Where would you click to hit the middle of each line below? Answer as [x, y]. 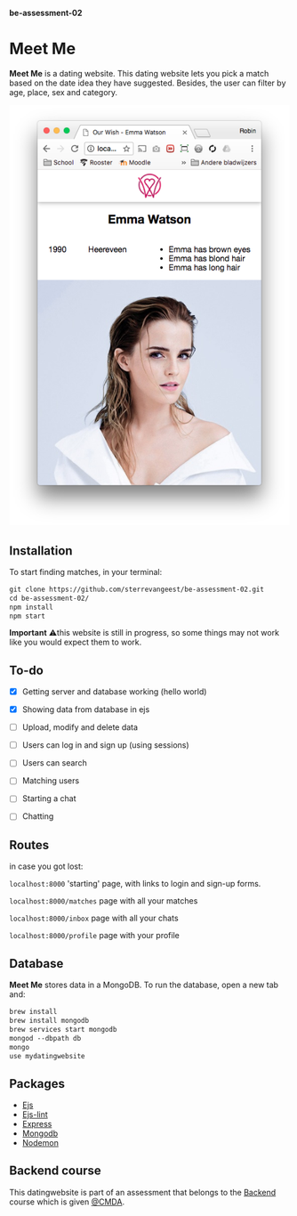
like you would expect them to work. [76, 642]
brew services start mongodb [63, 1030]
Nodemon [40, 1142]
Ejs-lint [35, 1114]
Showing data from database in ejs [86, 709]
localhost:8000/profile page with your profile [94, 936]
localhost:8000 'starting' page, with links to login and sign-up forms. [135, 884]
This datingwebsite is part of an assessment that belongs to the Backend [143, 1192]
